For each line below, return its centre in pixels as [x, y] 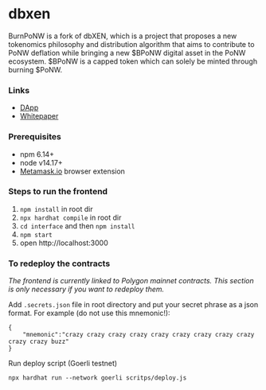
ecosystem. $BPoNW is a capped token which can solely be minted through [133, 61]
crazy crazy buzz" [39, 342]
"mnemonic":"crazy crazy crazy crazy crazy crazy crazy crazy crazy [139, 335]
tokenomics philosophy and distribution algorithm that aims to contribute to [131, 44]
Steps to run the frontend [58, 192]
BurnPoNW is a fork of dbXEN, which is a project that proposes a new [123, 36]
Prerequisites [35, 137]
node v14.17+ [41, 162]
